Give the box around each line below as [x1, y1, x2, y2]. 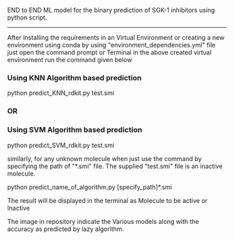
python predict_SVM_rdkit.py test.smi [7, 141, 115, 149]
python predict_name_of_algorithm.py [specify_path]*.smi [7, 183, 173, 191]
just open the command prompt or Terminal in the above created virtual [7, 48, 212, 57]
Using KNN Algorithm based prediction [7, 73, 142, 82]
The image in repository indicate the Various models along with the [7, 217, 200, 225]
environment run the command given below [7, 56, 132, 63]
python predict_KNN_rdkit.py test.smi [7, 89, 115, 97]
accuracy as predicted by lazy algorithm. [7, 225, 124, 233]
